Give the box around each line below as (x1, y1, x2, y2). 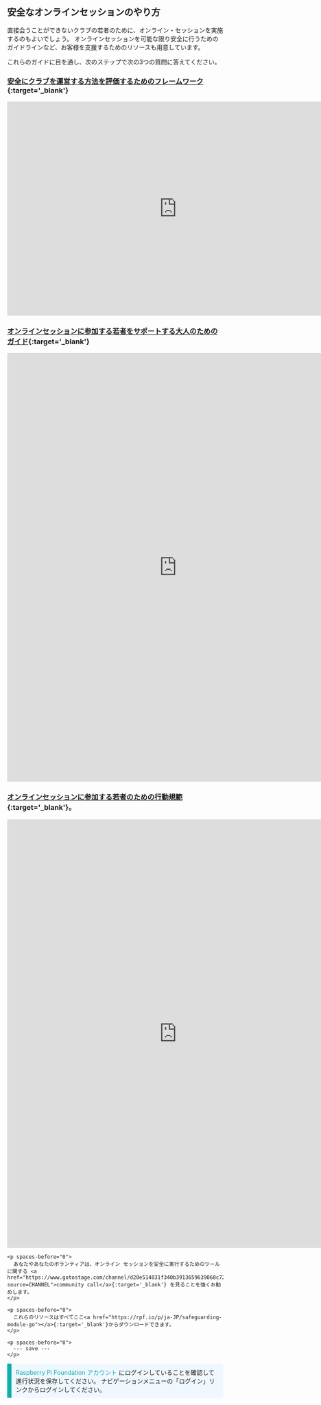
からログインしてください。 (27, 1385, 106, 1393)
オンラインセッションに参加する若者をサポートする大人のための (7, 326, 218, 336)
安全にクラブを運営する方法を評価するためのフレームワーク (7, 76, 204, 86)
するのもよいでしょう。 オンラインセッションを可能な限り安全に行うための (7, 34, 219, 43)
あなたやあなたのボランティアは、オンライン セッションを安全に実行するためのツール (13, 1260, 221, 1267)
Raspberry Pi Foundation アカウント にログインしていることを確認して (16, 1368, 215, 1376)
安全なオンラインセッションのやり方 (7, 6, 160, 19)
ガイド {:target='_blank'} (7, 337, 91, 346)
